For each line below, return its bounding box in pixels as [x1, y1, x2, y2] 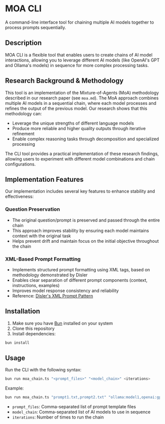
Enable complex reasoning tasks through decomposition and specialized [12, 136, 159, 142]
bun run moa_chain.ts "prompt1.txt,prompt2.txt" [5, 395, 107, 400]
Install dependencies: [12, 330, 56, 336]
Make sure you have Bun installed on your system [12, 320, 113, 326]
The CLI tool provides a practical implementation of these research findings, [5, 151, 159, 157]
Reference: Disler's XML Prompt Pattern [12, 293, 93, 298]
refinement [12, 130, 35, 136]
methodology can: [5, 110, 42, 116]
